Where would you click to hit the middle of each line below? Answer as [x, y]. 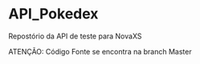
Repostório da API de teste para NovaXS [75, 36]
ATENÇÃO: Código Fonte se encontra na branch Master [100, 51]
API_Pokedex [53, 14]
